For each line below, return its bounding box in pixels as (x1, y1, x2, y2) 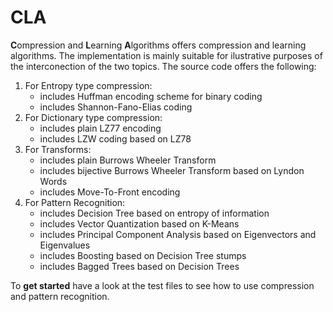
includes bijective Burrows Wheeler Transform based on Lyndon (39, 164, 305, 176)
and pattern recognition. (10, 290, 110, 302)
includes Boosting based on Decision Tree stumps (39, 249, 247, 261)
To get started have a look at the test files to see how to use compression (10, 279, 315, 291)
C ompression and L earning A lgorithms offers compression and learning (10, 39, 307, 51)
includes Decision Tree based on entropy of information (39, 207, 270, 219)
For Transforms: (24, 143, 92, 155)
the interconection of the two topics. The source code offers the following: (10, 60, 317, 72)
